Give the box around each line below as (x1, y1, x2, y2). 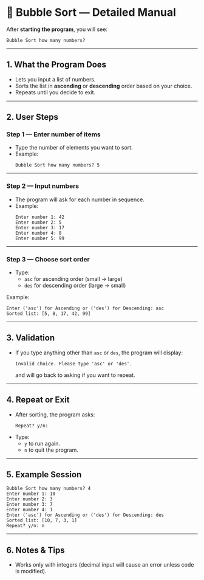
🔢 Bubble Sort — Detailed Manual (6, 5, 176, 19)
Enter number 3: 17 (15, 224, 65, 230)
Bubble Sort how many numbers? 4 (6, 486, 91, 492)
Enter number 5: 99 (15, 235, 65, 241)
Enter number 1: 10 (6, 491, 56, 497)
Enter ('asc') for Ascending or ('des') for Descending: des (6, 512, 165, 519)
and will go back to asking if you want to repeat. (15, 371, 135, 379)
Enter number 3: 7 (6, 502, 53, 508)
